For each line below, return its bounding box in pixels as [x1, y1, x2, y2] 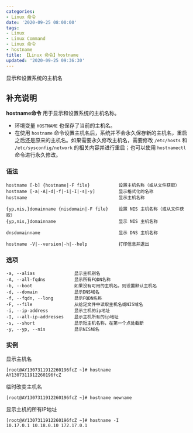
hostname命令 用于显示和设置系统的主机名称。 [6, 109, 120, 117]
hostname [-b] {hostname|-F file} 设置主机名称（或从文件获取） [6, 182, 180, 188]
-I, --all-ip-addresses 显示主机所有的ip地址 [6, 314, 119, 319]
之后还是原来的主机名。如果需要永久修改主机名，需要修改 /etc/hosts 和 [14, 137, 188, 144]
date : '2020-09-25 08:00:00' [6, 19, 77, 25]
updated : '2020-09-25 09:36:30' [6, 57, 85, 63]
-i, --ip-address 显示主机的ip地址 [6, 308, 110, 314]
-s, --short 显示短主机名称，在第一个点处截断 [6, 320, 144, 326]
